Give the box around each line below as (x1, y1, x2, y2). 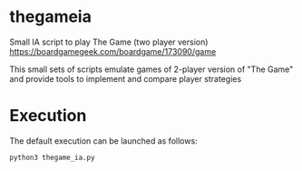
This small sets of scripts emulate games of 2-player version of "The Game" (9, 64, 294, 75)
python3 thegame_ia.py (9, 153, 95, 162)
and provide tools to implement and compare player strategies (9, 73, 242, 84)
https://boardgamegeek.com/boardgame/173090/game (9, 45, 217, 56)
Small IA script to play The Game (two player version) (9, 36, 209, 47)
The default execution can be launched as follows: (9, 135, 198, 146)
